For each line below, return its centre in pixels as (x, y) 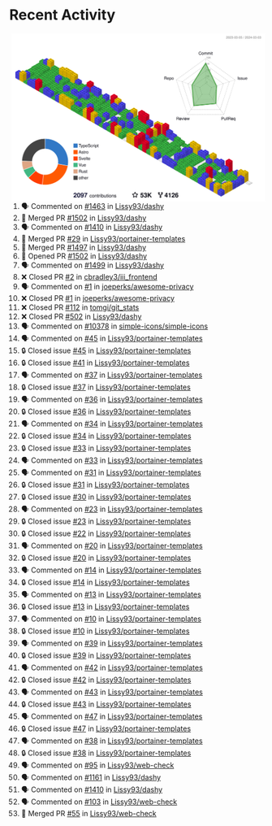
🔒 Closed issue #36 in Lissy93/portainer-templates (106, 411)
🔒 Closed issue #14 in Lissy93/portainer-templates (105, 582)
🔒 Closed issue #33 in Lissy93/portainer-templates (106, 448)
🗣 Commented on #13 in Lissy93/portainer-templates (111, 594)
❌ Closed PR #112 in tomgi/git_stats (80, 307)
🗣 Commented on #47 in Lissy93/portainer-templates (112, 716)
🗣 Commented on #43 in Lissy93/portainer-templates (112, 692)
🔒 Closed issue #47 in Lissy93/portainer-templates (106, 728)
